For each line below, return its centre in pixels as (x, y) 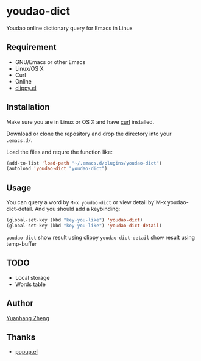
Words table (30, 284)
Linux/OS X (29, 68)
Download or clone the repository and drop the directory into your (89, 134)
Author (20, 303)
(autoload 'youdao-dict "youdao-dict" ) (57, 169)
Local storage (32, 277)
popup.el (26, 352)
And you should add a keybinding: (77, 209)
